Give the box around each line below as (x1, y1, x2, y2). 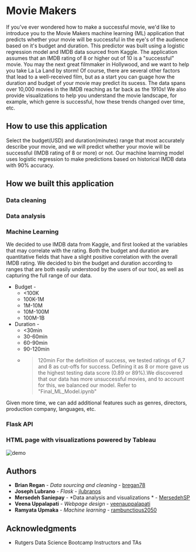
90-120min (23, 345, 50, 352)
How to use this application (6, 121, 108, 131)
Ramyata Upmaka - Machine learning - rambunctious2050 (14, 506, 157, 513)
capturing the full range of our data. (6, 272, 92, 279)
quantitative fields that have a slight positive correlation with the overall (6, 253, 178, 260)
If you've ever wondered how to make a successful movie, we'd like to (6, 23, 176, 30)
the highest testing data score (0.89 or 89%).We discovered (37, 369, 183, 376)
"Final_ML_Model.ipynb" (37, 388, 97, 395)
